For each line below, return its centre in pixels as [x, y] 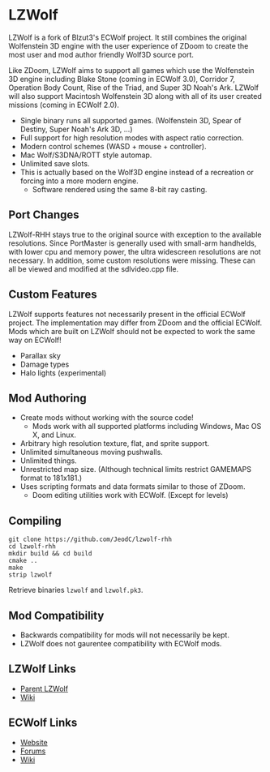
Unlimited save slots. [55, 163]
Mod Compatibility [56, 615]
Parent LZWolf [44, 688]
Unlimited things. [48, 461]
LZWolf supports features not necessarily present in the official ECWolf [127, 314]
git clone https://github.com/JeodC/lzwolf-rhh [90, 540]
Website [34, 742]
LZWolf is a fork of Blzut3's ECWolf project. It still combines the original [128, 37]
